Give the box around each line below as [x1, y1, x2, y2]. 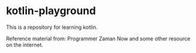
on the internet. [6, 41, 43, 48]
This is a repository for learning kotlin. [6, 24, 98, 31]
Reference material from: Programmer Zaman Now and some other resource [6, 35, 191, 42]
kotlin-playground [6, 4, 96, 18]
